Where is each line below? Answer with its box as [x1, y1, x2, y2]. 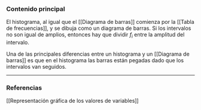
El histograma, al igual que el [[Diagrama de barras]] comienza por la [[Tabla [6, 19, 194, 26]
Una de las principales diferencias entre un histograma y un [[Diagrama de [6, 50, 190, 58]
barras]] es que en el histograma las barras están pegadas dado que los [6, 57, 184, 64]
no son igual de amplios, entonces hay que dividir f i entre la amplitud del [6, 31, 185, 40]
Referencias [6, 84, 42, 92]
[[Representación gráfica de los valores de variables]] [6, 97, 139, 105]
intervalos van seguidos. [6, 63, 67, 71]
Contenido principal [6, 5, 65, 13]
